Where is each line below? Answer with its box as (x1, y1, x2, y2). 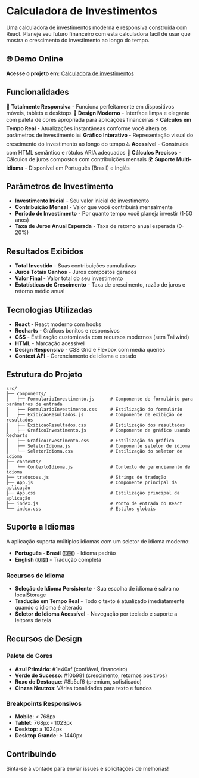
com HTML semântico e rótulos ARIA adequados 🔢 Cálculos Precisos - (6, 149, 182, 156)
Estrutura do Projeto (6, 370, 83, 380)
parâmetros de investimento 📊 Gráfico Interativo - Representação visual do (6, 131, 194, 139)
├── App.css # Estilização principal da (6, 490, 180, 496)
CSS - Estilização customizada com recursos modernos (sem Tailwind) (14, 333, 189, 340)
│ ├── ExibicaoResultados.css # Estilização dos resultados (6, 422, 185, 428)
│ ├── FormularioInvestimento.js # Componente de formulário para (6, 396, 194, 402)
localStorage (14, 591, 46, 598)
